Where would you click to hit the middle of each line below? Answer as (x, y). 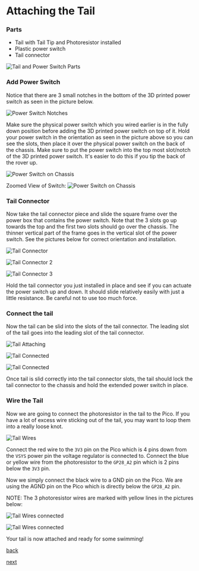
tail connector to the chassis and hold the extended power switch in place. (97, 385)
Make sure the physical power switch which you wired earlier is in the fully (97, 124)
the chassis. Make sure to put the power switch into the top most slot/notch (99, 149)
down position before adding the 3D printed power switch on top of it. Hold (98, 131)
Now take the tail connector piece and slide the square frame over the (92, 214)
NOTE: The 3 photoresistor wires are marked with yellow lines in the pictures (100, 498)
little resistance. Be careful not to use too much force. (72, 298)
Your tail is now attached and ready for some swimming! (75, 539)
